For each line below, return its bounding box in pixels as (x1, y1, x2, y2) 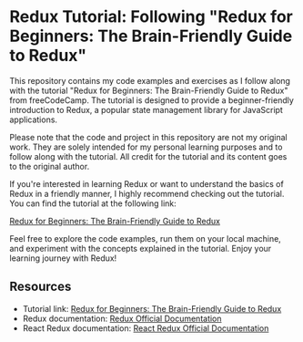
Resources (9, 279, 72, 295)
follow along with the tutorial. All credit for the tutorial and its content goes (9, 150, 288, 161)
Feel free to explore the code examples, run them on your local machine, (9, 233, 282, 244)
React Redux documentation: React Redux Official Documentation (22, 322, 269, 334)
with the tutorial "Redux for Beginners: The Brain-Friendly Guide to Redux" (9, 85, 288, 96)
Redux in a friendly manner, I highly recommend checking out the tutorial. (9, 188, 285, 199)
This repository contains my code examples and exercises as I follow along (9, 75, 291, 86)
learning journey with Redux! (9, 253, 117, 264)
